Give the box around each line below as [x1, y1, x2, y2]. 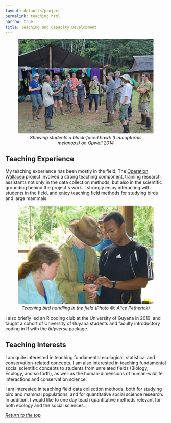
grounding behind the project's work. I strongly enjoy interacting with [5, 184, 151, 190]
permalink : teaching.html [5, 13, 60, 19]
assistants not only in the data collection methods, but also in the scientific [5, 179, 162, 185]
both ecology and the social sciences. [5, 402, 85, 408]
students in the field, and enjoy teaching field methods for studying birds [5, 190, 158, 196]
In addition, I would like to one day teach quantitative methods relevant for [5, 396, 161, 403]
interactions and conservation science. [5, 376, 87, 382]
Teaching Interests [5, 341, 66, 349]
